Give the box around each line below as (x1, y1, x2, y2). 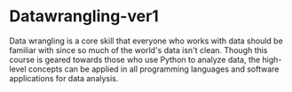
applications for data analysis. (9, 73, 119, 83)
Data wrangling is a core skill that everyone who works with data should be (9, 35, 284, 46)
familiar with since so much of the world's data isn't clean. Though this (9, 44, 268, 55)
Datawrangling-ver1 (9, 6, 160, 27)
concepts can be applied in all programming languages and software (28, 64, 280, 74)
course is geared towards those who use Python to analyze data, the (9, 54, 261, 65)
